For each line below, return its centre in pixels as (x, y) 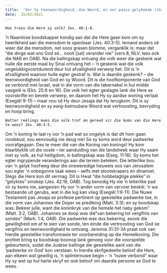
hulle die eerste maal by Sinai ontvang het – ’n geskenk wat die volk (74, 64)
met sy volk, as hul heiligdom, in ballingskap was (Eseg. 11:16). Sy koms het (82, 155)
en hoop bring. (20, 111)
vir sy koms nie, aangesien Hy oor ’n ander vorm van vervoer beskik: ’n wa (82, 186)
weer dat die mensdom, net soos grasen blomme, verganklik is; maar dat (80, 48)
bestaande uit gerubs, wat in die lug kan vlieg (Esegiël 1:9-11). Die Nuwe (79, 192)
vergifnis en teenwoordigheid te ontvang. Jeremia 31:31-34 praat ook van (80, 229)
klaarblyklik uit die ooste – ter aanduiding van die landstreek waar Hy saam (82, 150)
